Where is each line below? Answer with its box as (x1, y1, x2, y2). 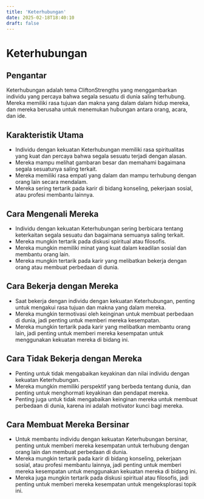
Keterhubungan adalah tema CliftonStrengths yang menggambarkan (6, 86, 177, 94)
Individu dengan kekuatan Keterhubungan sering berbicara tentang (15, 225, 183, 232)
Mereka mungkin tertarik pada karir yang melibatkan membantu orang (15, 323, 191, 330)
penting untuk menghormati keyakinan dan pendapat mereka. (15, 389, 169, 396)
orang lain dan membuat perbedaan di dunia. (15, 449, 128, 456)
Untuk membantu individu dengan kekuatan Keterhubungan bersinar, (15, 435, 188, 443)
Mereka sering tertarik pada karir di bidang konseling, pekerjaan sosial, (15, 185, 193, 192)
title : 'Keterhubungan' (6, 8, 67, 15)
